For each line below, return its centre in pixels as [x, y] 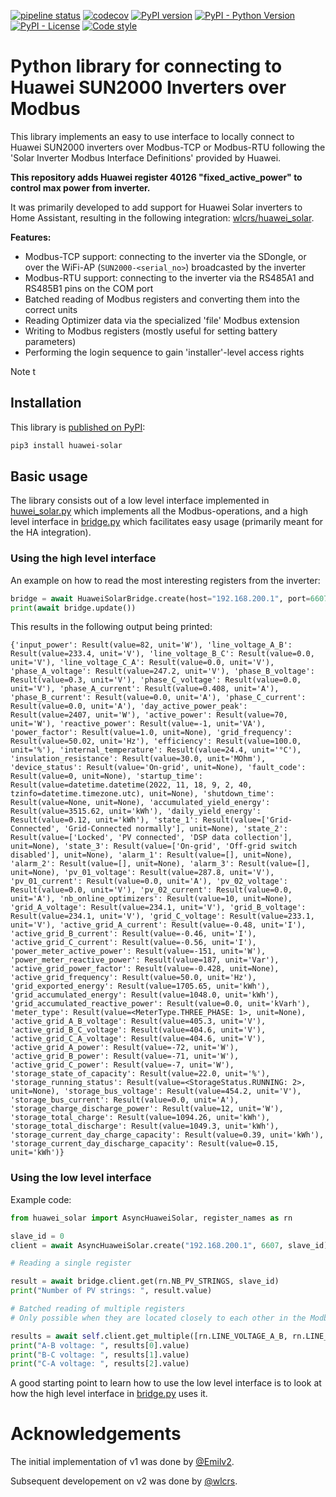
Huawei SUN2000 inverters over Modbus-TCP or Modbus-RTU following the [168, 147]
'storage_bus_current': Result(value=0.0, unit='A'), [125, 1100]
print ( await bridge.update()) [73, 608]
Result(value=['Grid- [247, 820]
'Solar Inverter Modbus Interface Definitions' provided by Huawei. [146, 157]
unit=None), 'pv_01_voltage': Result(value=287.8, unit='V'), [142, 873]
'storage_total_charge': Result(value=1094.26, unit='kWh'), [140, 1118]
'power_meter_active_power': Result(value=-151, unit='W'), [138, 951]
